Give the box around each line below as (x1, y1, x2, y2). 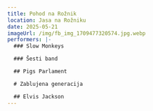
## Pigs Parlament (13, 68, 68, 75)
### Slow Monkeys (13, 43, 65, 50)
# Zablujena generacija (13, 80, 83, 87)
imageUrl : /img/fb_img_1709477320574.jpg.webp (7, 29, 146, 37)
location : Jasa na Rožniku (7, 17, 86, 24)
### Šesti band (13, 55, 58, 63)
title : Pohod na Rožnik (7, 10, 77, 17)
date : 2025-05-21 (7, 23, 58, 30)
